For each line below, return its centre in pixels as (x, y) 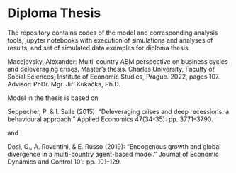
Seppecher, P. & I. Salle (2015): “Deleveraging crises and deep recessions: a (118, 111)
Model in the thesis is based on (53, 98)
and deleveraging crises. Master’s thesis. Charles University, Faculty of (111, 69)
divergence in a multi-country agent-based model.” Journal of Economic (113, 154)
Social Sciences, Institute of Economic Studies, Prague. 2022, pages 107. (114, 77)
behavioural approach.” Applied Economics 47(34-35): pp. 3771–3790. (111, 119)
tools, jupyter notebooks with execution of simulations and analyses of (110, 40)
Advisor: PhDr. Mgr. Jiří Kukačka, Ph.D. (64, 84)
